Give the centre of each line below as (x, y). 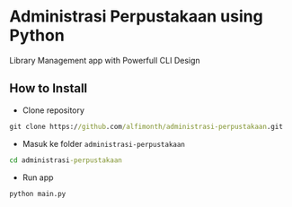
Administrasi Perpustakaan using (136, 17)
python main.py (38, 194)
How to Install (49, 88)
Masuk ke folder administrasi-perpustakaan (104, 143)
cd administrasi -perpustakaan (66, 160)
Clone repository (53, 110)
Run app (38, 177)
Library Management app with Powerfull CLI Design (105, 60)
